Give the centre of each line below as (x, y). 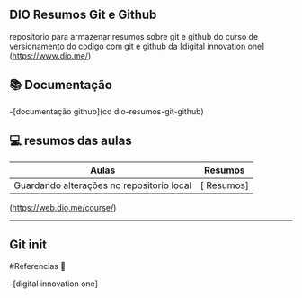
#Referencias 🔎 (38, 266)
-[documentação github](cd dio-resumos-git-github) (107, 111)
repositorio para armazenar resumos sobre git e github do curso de (134, 36)
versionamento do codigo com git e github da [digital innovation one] (137, 46)
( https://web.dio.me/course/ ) (63, 208)
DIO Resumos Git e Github (83, 15)
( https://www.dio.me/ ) (50, 55)
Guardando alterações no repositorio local (102, 185)
